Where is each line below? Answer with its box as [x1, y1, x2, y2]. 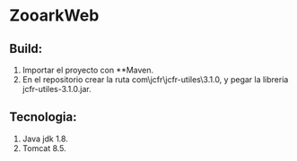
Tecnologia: [9, 109, 77, 125]
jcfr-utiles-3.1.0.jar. [22, 84, 92, 94]
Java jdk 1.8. [22, 133, 69, 144]
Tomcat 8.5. [22, 142, 67, 153]
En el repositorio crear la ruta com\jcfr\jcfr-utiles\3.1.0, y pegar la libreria [22, 74, 289, 85]
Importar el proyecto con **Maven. [22, 64, 154, 75]
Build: [9, 41, 43, 56]
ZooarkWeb [9, 5, 100, 26]
